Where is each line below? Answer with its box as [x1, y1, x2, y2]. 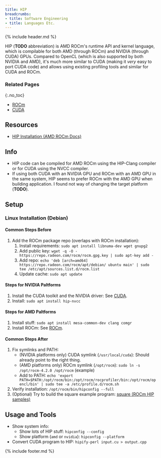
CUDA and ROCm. [5, 69, 41, 75]
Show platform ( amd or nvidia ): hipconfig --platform [19, 434, 125, 440]
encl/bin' [19, 382, 40, 387]
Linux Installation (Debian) [5, 215, 69, 221]
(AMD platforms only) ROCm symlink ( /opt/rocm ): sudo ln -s [19, 362, 140, 368]
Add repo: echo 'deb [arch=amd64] [19, 257, 88, 263]
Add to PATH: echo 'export [19, 373, 73, 379]
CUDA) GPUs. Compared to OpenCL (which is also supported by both [5, 54, 144, 60]
